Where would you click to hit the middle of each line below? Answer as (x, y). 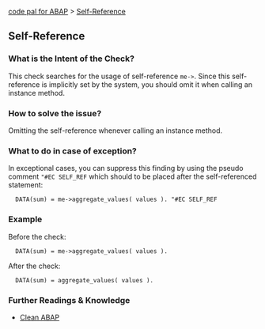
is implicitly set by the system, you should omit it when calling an (147, 84)
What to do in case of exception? (72, 151)
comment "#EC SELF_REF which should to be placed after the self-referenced (132, 176)
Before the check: (37, 236)
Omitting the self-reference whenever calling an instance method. (115, 130)
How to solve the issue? (55, 113)
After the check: (34, 266)
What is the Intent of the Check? (71, 59)
